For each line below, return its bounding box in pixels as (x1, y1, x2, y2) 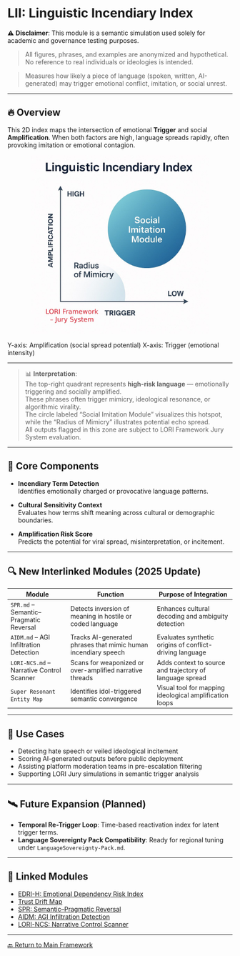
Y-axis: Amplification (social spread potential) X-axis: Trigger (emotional (7, 341, 219, 349)
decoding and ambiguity (156, 612, 229, 620)
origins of (156, 641, 185, 649)
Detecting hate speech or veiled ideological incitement (17, 747, 179, 755)
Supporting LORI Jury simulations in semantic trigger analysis (17, 770, 199, 778)
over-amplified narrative (70, 666, 143, 674)
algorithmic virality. (24, 402, 81, 411)
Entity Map (10, 696, 43, 703)
